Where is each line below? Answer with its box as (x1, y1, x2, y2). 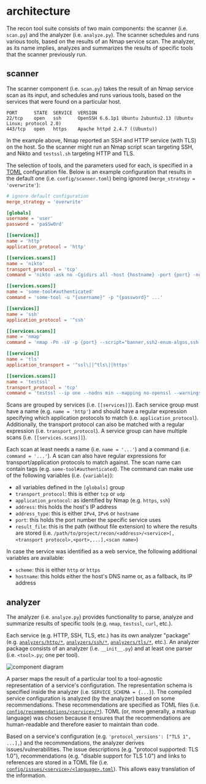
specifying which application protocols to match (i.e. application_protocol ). (6, 414, 199, 422)
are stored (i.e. (15, 529, 53, 537)
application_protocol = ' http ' (6, 244, 86, 250)
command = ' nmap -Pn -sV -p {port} (6, 340, 97, 346)
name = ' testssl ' (6, 379, 51, 385)
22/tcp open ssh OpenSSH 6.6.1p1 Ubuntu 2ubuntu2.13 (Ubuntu (6, 115, 193, 121)
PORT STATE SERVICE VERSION (6, 109, 97, 116)
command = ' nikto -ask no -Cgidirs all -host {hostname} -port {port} (6, 272, 191, 278)
